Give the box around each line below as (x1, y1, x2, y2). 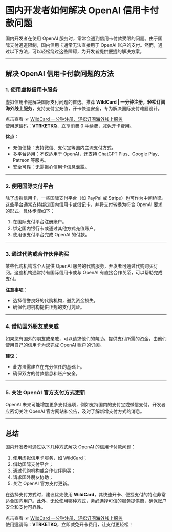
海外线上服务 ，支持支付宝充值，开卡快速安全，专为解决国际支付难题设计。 (5, 105, 162, 111)
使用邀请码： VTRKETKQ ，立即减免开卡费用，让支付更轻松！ (5, 521, 134, 527)
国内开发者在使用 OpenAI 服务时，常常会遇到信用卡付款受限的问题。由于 (5, 35, 159, 42)
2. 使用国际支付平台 (5, 182, 54, 190)
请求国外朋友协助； (12, 474, 54, 480)
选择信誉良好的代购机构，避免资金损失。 (12, 298, 98, 304)
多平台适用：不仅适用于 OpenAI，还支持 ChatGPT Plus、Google (12, 151, 147, 157)
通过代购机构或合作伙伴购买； (12, 467, 76, 474)
